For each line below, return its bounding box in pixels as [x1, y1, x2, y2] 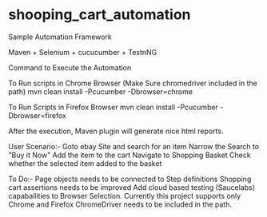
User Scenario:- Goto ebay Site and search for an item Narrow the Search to [8, 141, 260, 151]
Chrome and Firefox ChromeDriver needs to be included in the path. [8, 199, 232, 209]
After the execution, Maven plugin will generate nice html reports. [8, 126, 224, 136]
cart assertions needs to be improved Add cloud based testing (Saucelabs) [8, 182, 256, 192]
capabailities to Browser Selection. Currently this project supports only [8, 191, 241, 200]
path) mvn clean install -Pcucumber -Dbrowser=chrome [8, 86, 193, 97]
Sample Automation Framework [8, 32, 112, 41]
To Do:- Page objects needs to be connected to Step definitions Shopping [8, 174, 252, 183]
